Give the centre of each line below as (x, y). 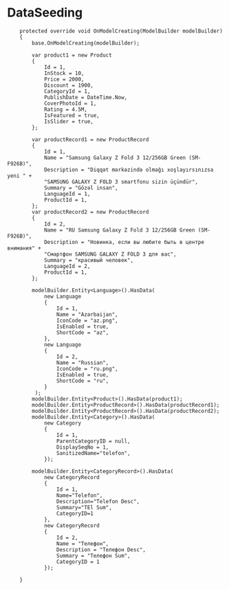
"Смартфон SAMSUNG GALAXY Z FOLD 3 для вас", (110, 254)
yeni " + (20, 176)
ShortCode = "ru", (83, 380)
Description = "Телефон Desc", (101, 549)
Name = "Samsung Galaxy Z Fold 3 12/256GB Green (115, 157)
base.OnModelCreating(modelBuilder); (86, 43)
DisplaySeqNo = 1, (83, 447)
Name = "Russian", (83, 363)
